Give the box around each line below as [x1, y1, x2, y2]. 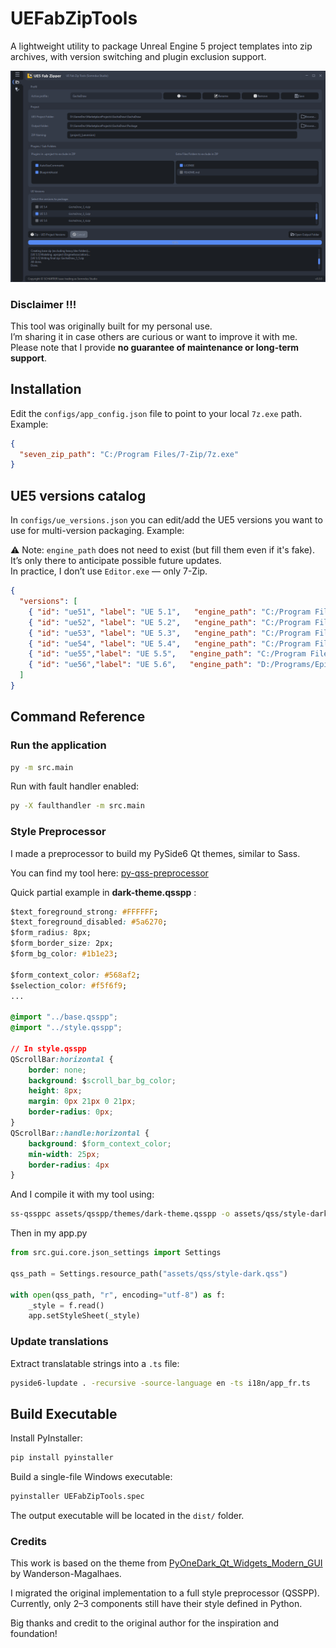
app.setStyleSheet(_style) [28, 1311, 141, 1321]
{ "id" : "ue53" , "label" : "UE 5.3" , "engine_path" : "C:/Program [28, 628, 311, 638]
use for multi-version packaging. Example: [10, 525, 185, 537]
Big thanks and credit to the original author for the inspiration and [10, 1617, 280, 1629]
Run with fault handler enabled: [10, 780, 140, 792]
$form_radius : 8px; [10, 928, 92, 938]
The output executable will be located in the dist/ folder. [10, 1510, 245, 1522]
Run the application [10, 738, 107, 752]
